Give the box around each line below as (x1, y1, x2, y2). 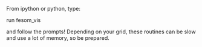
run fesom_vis (6, 17, 41, 23)
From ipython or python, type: (6, 5, 80, 12)
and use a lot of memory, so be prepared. (6, 35, 110, 41)
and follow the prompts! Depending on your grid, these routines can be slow (6, 28, 196, 35)
